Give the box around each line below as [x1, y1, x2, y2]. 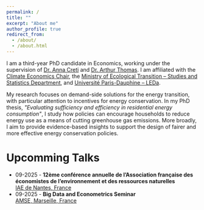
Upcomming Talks [6, 151, 100, 165]
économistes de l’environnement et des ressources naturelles [15, 177, 175, 184]
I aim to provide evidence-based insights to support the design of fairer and [6, 123, 197, 130]
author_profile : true [6, 26, 62, 32]
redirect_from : [6, 32, 45, 38]
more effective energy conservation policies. [6, 129, 119, 137]
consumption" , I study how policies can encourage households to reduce [6, 110, 190, 117]
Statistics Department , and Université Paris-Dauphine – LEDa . [6, 79, 161, 86]
